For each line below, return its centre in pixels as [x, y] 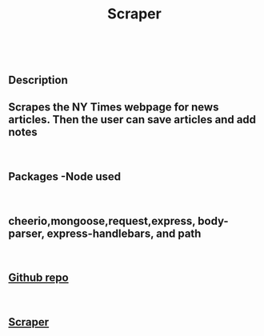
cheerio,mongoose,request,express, [102, 221]
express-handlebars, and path [124, 233]
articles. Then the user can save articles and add [132, 120]
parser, [27, 233]
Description [38, 80]
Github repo [39, 278]
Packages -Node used [65, 176]
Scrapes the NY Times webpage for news [114, 107]
